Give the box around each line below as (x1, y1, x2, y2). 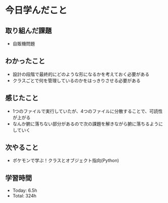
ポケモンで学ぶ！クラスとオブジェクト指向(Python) (12, 158, 120, 164)
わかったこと (5, 57, 45, 66)
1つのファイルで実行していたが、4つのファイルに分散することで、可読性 (12, 108, 163, 114)
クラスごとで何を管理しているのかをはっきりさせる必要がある (12, 77, 141, 83)
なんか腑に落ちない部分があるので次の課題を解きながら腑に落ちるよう (12, 121, 159, 127)
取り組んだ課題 (5, 26, 52, 35)
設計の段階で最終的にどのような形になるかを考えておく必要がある (12, 71, 150, 77)
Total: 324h (12, 193, 37, 199)
